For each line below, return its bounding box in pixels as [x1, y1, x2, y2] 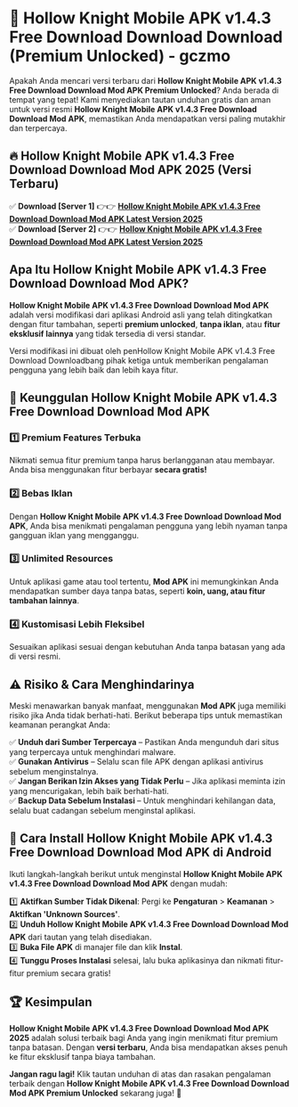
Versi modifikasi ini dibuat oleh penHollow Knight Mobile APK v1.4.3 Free [9, 345, 276, 356]
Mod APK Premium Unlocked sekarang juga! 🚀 [9, 1087, 182, 1098]
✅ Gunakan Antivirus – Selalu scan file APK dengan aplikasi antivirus [9, 756, 264, 767]
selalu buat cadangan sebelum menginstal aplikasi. [9, 805, 196, 816]
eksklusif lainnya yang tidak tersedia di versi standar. [9, 328, 206, 339]
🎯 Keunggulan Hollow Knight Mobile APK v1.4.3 [9, 389, 278, 405]
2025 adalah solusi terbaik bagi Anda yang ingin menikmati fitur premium [9, 1032, 278, 1043]
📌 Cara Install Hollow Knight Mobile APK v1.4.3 [9, 831, 273, 846]
